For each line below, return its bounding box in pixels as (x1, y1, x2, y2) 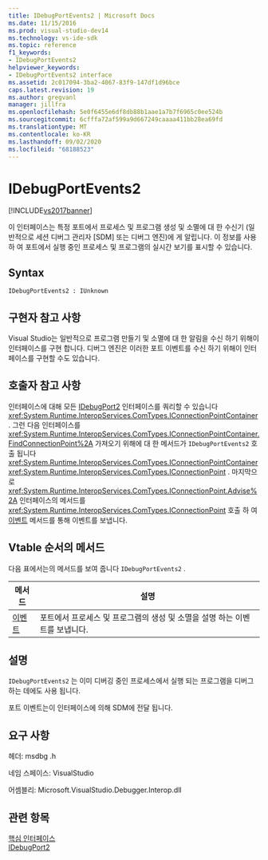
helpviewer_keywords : (8, 64, 81, 72)
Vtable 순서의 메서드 (8, 541, 105, 554)
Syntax (8, 266, 45, 279)
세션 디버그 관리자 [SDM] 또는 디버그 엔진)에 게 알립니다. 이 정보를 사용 (35, 232, 257, 242)
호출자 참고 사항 (8, 379, 81, 393)
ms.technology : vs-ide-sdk (8, 34, 98, 42)
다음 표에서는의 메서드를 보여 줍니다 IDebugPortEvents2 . (8, 563, 186, 573)
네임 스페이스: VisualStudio (8, 768, 94, 778)
